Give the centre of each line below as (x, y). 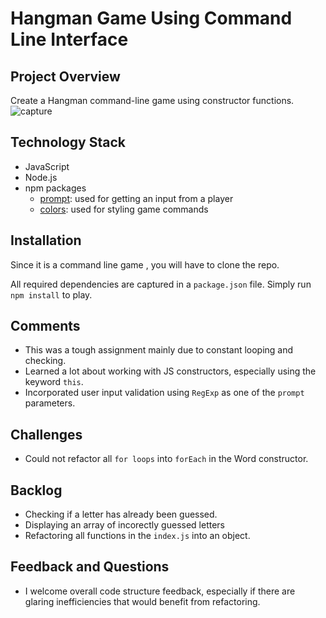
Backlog (36, 490)
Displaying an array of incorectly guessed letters (124, 525)
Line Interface (69, 39)
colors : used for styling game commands (124, 209)
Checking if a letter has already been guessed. (121, 514)
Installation (46, 240)
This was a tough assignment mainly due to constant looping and (159, 350)
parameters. (50, 403)
